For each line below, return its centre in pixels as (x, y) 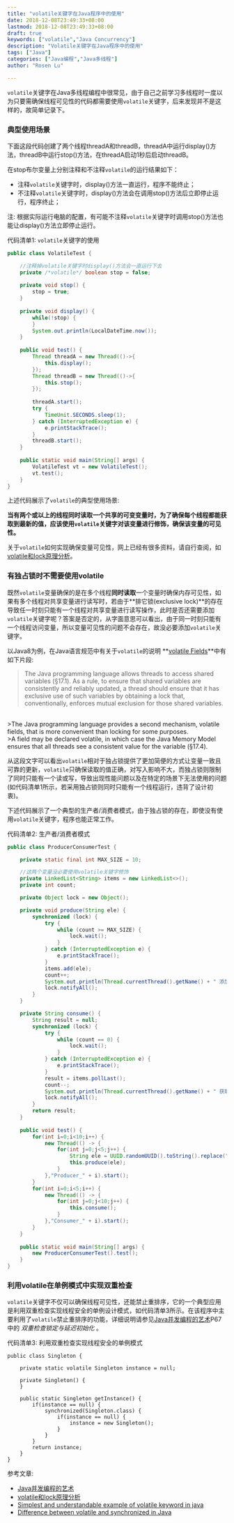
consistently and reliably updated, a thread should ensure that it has (122, 688)
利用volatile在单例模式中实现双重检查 (70, 1285)
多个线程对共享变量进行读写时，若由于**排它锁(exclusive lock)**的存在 (121, 601)
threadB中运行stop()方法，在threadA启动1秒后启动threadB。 (106, 155)
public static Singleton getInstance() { (80, 1399)
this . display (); (68, 363)
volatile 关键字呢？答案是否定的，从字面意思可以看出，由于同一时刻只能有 (114, 618)
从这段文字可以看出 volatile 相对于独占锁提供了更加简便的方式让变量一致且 (114, 760)
